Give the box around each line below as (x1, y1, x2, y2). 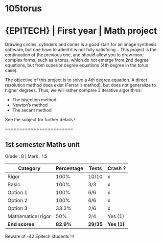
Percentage (55, 165, 84, 172)
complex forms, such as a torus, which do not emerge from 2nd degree (5, 57, 149, 63)
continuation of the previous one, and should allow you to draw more (5, 52, 144, 58)
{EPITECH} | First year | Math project (5, 25, 158, 37)
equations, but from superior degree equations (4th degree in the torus (5, 62, 148, 68)
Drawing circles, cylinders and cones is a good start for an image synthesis (5, 42, 157, 47)
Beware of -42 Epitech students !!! (5, 233, 74, 239)
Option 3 (7, 205, 28, 212)
